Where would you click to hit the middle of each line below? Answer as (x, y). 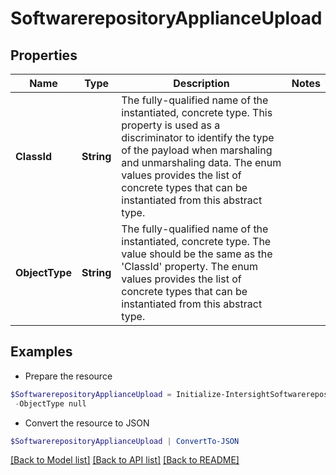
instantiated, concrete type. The (196, 241)
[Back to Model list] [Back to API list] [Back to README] (125, 460)
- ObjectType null (50, 403)
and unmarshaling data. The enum (201, 162)
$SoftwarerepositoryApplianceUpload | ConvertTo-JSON (125, 441)
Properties (44, 55)
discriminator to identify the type (198, 137)
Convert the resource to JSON (87, 423)
